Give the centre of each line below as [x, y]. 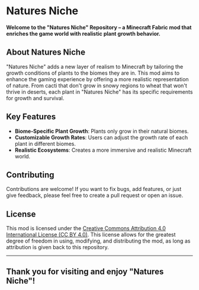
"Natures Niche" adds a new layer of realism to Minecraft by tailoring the [95, 66]
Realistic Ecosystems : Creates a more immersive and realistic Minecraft [103, 150]
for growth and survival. [35, 98]
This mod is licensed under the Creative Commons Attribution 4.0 [86, 228]
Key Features [31, 117]
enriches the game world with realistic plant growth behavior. [84, 33]
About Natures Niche [46, 52]
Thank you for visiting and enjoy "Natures [85, 271]
